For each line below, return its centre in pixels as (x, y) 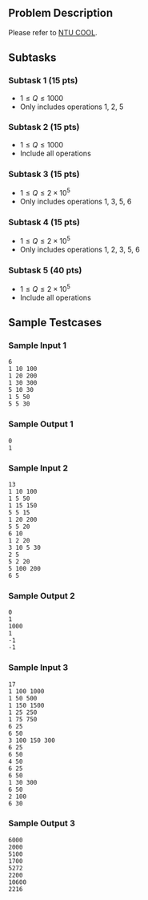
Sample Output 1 (41, 424)
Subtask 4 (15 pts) (44, 222)
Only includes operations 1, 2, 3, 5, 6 (80, 249)
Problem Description (61, 13)
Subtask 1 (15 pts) (43, 81)
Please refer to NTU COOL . (53, 32)
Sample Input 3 (38, 668)
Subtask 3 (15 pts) (44, 174)
